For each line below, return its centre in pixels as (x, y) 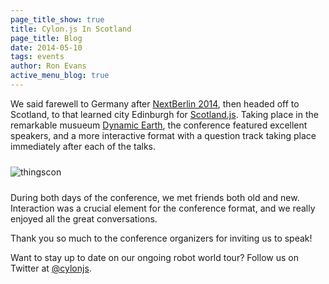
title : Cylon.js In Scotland (71, 29)
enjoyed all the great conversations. (84, 218)
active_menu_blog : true (60, 76)
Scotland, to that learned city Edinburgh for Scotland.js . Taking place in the (164, 114)
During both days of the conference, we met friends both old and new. (155, 197)
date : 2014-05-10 (46, 47)
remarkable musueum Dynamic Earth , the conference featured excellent (159, 125)
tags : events (37, 57)
